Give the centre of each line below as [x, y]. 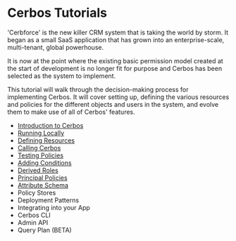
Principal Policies [43, 178]
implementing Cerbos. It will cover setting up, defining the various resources [118, 97]
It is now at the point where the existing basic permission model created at [115, 60]
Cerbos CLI [34, 215]
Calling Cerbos [39, 148]
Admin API [33, 222]
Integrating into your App [54, 207]
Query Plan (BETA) [44, 230]
